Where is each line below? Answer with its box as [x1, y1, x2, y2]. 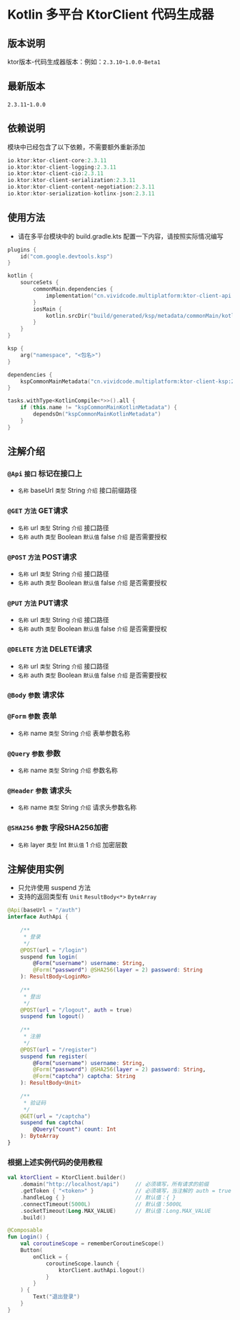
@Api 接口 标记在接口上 [7, 469, 83, 479]
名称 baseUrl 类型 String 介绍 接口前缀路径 [17, 486, 137, 495]
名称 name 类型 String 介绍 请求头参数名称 [17, 803, 137, 811]
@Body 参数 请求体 [7, 690, 64, 700]
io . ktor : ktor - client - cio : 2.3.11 [7, 170, 104, 177]
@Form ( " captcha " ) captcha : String [33, 1073, 136, 1080]
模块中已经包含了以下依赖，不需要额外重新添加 [7, 142, 145, 151]
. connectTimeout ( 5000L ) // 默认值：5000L [20, 1201, 183, 1208]
